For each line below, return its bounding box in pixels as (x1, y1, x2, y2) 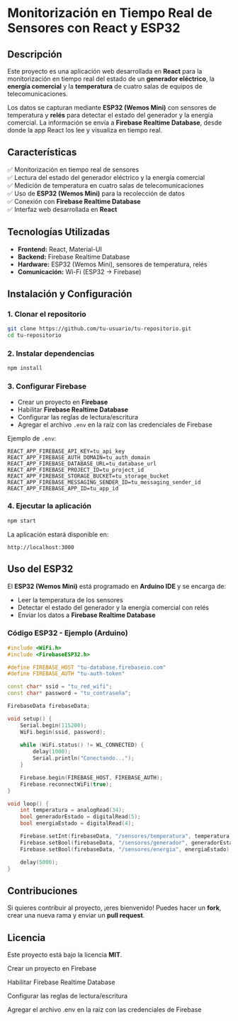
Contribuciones (7, 884, 78, 897)
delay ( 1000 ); (33, 748, 72, 755)
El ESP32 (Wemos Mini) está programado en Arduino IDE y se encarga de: (7, 582, 227, 590)
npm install (7, 365, 42, 372)
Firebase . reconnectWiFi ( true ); (20, 781, 113, 788)
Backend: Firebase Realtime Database (17, 252, 130, 261)
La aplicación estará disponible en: (7, 530, 109, 538)
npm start (7, 517, 37, 524)
